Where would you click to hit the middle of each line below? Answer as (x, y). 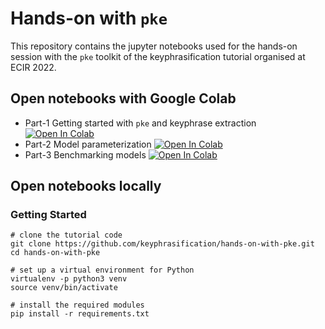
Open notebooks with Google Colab (123, 98)
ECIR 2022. (33, 67)
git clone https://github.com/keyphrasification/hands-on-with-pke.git (162, 244)
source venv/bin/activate (64, 288)
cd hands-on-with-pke (55, 253)
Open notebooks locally (86, 186)
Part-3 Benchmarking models (85, 154)
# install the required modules (77, 305)
